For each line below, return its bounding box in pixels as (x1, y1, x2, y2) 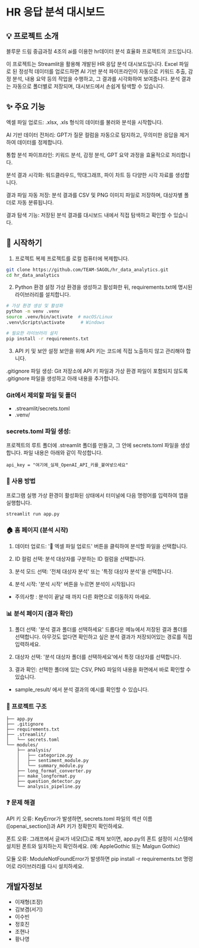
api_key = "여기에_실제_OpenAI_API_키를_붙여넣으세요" (6, 462, 129, 468)
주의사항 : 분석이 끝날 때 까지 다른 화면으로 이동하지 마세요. (14, 593, 151, 600)
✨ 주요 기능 (6, 102, 46, 112)
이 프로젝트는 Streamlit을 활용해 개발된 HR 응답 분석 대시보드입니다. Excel (6, 61, 178, 67)
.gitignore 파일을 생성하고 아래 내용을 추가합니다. (6, 375, 120, 382)
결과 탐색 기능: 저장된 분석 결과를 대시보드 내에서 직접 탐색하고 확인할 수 (6, 211, 172, 219)
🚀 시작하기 (6, 238, 43, 248)
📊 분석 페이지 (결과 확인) (6, 609, 73, 618)
